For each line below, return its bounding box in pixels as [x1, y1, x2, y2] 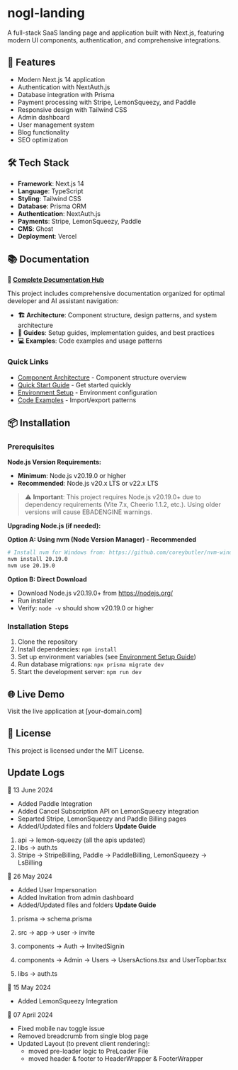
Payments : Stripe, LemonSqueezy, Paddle [17, 217, 142, 225]
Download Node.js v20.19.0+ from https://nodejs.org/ [17, 588, 174, 597]
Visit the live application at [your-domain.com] [7, 707, 142, 716]
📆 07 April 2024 [7, 1011, 53, 1019]
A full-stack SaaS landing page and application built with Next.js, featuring [7, 28, 225, 37]
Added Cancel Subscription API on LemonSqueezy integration [17, 807, 200, 815]
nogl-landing [7, 5, 85, 21]
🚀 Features [7, 57, 56, 69]
